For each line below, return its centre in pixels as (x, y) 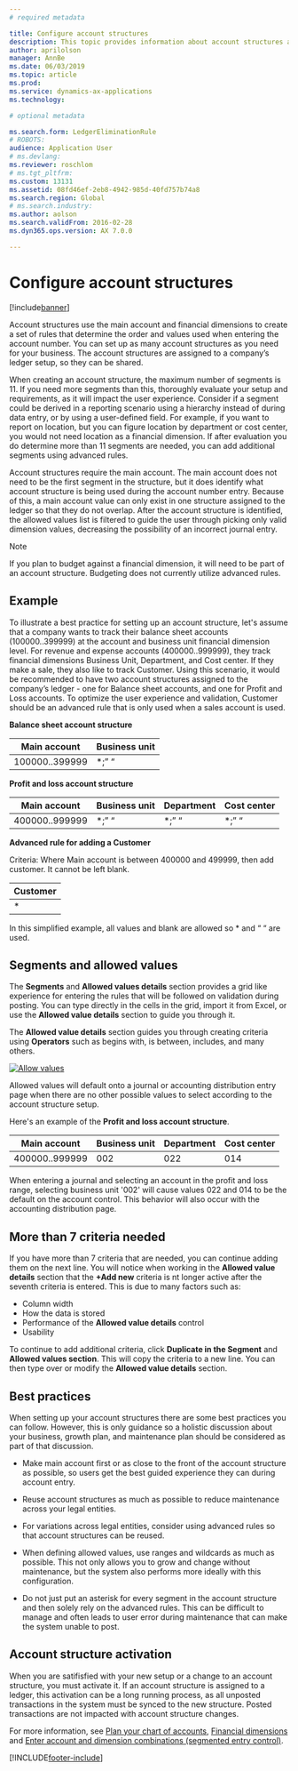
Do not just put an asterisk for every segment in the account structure (149, 1598)
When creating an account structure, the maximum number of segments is (145, 380)
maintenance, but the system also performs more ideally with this (141, 1571)
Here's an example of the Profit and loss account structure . (119, 1122)
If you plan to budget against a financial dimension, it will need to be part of (147, 563)
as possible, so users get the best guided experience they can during (149, 1472)
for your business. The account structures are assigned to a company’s (139, 353)
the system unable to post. (71, 1626)
